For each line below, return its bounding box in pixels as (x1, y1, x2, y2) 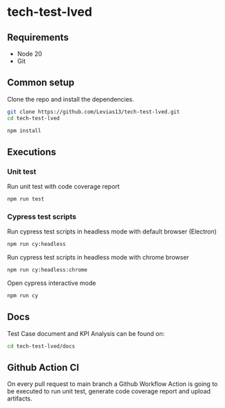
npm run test (7, 196, 45, 203)
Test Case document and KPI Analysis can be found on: (7, 329, 165, 337)
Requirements (7, 32, 69, 43)
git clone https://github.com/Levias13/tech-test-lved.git (7, 108, 180, 115)
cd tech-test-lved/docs (7, 343, 76, 350)
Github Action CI (7, 362, 79, 373)
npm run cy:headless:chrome (7, 267, 88, 273)
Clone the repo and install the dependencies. (7, 95, 135, 103)
